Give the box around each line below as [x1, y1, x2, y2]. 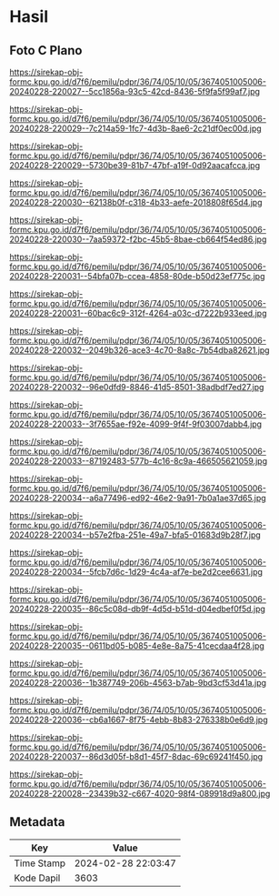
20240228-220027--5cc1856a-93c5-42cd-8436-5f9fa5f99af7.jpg [9, 86, 261, 96]
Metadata [9, 814, 65, 830]
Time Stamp [14, 857, 66, 870]
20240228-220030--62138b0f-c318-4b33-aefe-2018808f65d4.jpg [9, 197, 263, 207]
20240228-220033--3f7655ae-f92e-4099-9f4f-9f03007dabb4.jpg [9, 418, 262, 429]
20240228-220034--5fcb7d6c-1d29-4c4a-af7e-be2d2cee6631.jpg [9, 567, 264, 577]
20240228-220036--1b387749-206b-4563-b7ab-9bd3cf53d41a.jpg [9, 678, 266, 688]
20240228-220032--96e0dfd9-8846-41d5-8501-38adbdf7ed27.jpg [9, 382, 264, 392]
